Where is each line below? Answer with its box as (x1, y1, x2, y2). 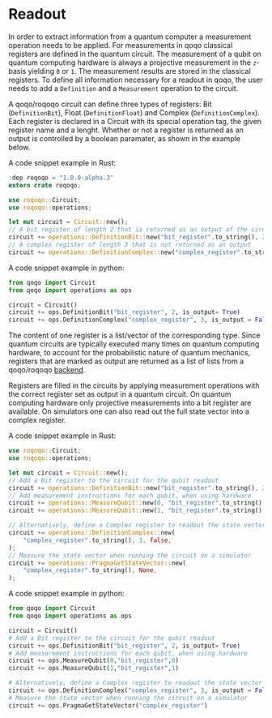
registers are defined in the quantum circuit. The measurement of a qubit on (8, 49, 261, 58)
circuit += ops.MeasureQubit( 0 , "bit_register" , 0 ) (8, 656, 180, 665)
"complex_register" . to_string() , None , (23, 566, 158, 574)
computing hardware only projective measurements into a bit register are (8, 398, 252, 408)
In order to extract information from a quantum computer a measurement (8, 32, 252, 41)
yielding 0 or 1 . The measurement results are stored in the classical (28, 66, 251, 75)
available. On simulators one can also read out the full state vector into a (8, 406, 249, 416)
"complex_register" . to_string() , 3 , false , (23, 536, 172, 544)
